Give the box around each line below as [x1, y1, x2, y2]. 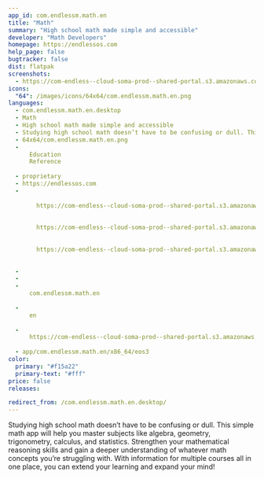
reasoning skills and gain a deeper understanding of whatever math [8, 445, 227, 455]
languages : [8, 99, 44, 107]
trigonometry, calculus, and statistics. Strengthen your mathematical [8, 437, 229, 447]
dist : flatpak [8, 63, 55, 71]
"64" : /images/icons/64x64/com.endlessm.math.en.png [15, 92, 192, 100]
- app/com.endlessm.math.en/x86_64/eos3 [15, 348, 149, 356]
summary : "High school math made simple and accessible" [8, 26, 199, 34]
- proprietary [15, 172, 61, 181]
